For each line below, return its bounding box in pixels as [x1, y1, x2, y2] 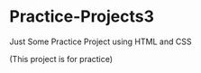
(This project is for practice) [9, 53, 114, 64]
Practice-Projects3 [9, 6, 155, 27]
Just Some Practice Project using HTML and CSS [9, 36, 192, 47]
